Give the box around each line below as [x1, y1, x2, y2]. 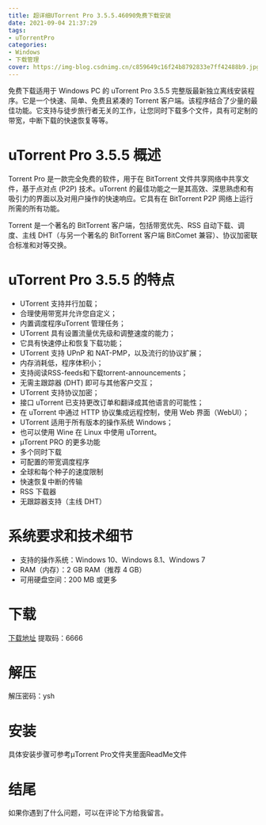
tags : [8, 26, 26, 34]
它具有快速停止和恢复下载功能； [19, 338, 124, 348]
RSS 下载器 [19, 486, 57, 496]
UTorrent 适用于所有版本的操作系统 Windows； [19, 417, 173, 427]
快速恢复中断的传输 [19, 477, 83, 486]
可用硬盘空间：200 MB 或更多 [19, 575, 117, 584]
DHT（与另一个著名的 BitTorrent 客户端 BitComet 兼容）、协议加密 [37, 230, 251, 240]
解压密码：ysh [8, 691, 55, 701]
